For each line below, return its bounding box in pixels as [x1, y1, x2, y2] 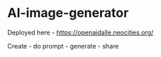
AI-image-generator [7, 5, 129, 21]
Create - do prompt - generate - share [7, 42, 119, 50]
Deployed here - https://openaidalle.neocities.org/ [7, 28, 154, 37]
